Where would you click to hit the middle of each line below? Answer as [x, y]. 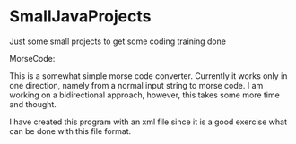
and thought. [33, 104]
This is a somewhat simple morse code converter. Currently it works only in [148, 76]
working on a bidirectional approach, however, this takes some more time [144, 95]
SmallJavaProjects [80, 17]
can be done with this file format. [70, 131]
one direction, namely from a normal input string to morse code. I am [136, 85]
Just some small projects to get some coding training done [118, 41]
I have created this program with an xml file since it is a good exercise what [148, 122]
